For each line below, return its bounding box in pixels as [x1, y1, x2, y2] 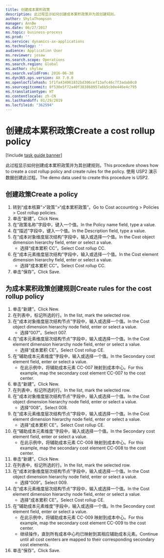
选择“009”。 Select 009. [20, 479, 68, 485]
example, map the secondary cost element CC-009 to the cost [20, 520, 146, 526]
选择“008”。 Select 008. [20, 404, 68, 410]
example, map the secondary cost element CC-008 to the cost [20, 445, 146, 451]
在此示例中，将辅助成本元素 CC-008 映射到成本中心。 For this [20, 439, 143, 445]
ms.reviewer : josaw [5, 52, 45, 58]
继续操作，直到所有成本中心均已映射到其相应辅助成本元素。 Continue [20, 531, 158, 536]
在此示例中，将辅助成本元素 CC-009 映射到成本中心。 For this [20, 514, 143, 520]
